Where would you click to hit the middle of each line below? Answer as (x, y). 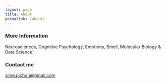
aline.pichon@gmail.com (30, 75)
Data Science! (19, 52)
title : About (19, 14)
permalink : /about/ (25, 19)
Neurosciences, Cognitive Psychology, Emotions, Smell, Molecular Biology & (83, 47)
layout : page (19, 10)
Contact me (20, 64)
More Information (27, 36)
